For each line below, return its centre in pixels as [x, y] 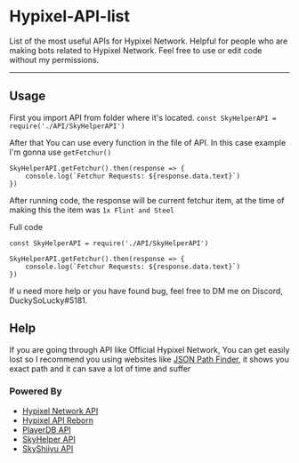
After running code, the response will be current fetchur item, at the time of [147, 200]
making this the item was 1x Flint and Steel [92, 210]
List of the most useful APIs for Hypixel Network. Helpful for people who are [149, 41]
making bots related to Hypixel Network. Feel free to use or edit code [136, 50]
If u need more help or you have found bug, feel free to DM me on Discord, [146, 291]
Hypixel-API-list [70, 16]
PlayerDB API [46, 429]
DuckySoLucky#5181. [48, 300]
